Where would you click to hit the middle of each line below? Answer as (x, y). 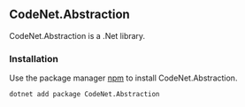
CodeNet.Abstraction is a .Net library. (77, 35)
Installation (34, 58)
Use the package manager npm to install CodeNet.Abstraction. (123, 78)
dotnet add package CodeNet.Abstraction (85, 95)
